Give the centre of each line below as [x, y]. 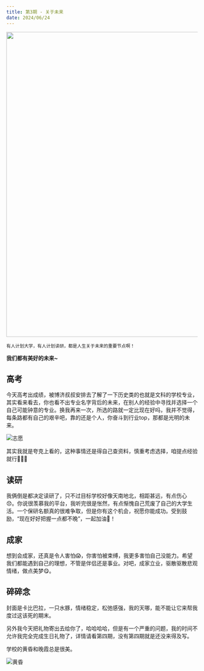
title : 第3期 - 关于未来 [35, 12]
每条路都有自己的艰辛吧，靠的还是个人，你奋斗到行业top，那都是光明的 [96, 418]
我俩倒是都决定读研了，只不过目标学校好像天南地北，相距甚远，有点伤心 [97, 496]
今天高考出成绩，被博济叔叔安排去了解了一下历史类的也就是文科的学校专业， [102, 395]
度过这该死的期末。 [30, 615]
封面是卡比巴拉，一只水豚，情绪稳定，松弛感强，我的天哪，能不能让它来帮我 [102, 608]
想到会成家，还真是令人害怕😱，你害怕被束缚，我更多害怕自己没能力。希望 [100, 555]
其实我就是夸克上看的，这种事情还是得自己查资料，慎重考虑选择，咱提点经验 [102, 451]
